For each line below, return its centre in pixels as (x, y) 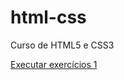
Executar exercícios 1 (54, 64)
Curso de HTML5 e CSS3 (62, 45)
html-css (48, 17)
